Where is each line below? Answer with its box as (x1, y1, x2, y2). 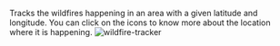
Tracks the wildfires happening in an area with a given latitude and (9, 8, 258, 18)
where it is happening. (9, 27, 93, 37)
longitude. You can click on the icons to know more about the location (9, 17, 271, 28)
